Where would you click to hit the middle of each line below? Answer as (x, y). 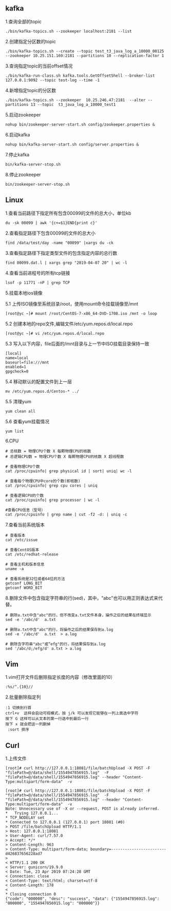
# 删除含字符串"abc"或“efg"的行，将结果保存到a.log (55, 644)
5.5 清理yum (18, 401)
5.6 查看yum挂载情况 (27, 421)
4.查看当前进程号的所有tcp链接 (38, 273)
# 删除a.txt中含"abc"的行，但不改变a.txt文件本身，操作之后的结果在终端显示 (78, 615)
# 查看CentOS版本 (22, 550)
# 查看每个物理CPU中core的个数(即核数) (43, 481)
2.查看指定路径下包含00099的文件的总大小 (51, 233)
